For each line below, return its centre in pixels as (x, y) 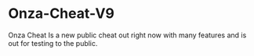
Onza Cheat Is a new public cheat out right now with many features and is (127, 35)
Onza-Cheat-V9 (62, 14)
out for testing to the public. (53, 43)
